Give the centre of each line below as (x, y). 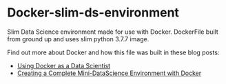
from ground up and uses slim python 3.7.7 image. (78, 39)
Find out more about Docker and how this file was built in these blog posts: (113, 52)
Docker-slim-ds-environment (93, 13)
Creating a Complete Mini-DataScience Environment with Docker (109, 73)
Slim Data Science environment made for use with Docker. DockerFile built (113, 32)
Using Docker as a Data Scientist (64, 65)
